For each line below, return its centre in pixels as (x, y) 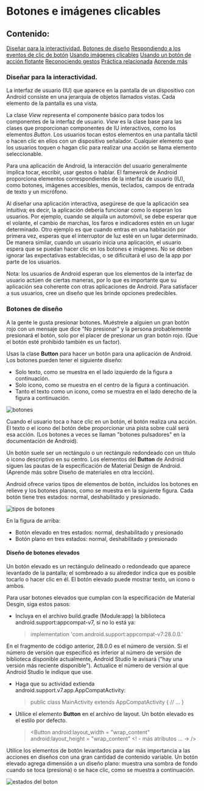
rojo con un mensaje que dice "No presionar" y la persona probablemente (99, 329)
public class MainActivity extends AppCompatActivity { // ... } (107, 702)
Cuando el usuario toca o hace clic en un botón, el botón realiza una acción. (102, 421)
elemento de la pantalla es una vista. (52, 103)
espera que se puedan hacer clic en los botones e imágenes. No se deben (100, 249)
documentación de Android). (42, 441)
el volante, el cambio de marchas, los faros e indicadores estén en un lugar (100, 223)
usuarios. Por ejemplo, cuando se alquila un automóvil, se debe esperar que (101, 217)
